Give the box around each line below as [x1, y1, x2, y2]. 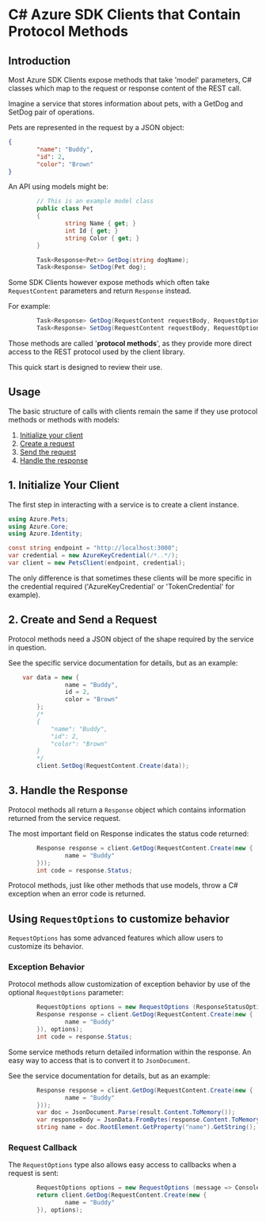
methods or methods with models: [8, 414, 120, 424]
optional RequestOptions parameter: [8, 988, 124, 997]
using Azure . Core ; [8, 522, 69, 530]
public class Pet [36, 205, 93, 213]
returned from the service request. [8, 813, 121, 823]
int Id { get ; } [64, 226, 119, 235]
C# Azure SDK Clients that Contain [8, 6, 241, 24]
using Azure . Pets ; [8, 515, 69, 523]
